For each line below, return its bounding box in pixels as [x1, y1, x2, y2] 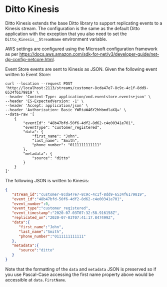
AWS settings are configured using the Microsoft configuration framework [5, 46, 158, 52]
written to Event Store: [5, 71, 51, 77]
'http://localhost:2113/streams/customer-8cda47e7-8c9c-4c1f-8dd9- [5, 85, 149, 91]
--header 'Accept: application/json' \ [5, 103, 88, 108]
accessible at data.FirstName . [5, 276, 66, 282]
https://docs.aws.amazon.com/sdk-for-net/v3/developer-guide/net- [19, 51, 159, 57]
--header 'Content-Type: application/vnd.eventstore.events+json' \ [5, 94, 151, 99]
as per [5, 51, 18, 57]
